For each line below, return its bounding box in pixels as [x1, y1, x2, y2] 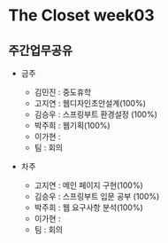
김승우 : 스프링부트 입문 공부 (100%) [34, 192, 160, 201]
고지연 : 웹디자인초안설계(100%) [34, 98, 147, 108]
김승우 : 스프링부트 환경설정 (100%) [34, 109, 158, 120]
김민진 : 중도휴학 [34, 87, 92, 98]
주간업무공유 [8, 43, 73, 58]
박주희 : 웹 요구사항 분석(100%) [34, 202, 143, 213]
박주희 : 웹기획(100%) [34, 121, 111, 130]
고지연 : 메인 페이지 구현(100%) [34, 180, 143, 191]
